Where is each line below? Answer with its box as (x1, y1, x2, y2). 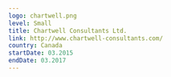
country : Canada (8, 42, 63, 50)
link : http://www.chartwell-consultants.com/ (8, 34, 163, 43)
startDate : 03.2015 (8, 49, 74, 57)
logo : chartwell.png (8, 11, 78, 20)
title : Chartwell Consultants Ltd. (8, 26, 128, 34)
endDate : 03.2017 (8, 57, 67, 65)
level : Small (8, 19, 52, 27)
